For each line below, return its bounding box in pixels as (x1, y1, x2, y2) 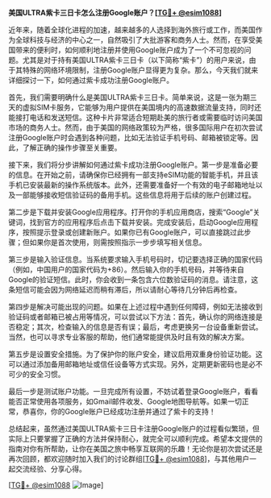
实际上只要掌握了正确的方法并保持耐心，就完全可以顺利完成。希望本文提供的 (8, 434, 263, 443)
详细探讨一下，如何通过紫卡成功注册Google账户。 (8, 76, 174, 85)
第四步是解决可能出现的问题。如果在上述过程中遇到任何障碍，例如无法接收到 (8, 302, 263, 311)
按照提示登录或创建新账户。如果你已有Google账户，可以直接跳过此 (22, 227, 244, 237)
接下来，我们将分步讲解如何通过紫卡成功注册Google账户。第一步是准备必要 (8, 160, 259, 169)
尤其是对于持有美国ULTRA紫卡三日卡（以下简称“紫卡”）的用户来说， (22, 56, 250, 64)
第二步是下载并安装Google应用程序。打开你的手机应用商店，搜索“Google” (8, 207, 253, 217)
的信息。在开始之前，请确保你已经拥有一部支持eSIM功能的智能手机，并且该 (8, 170, 259, 180)
